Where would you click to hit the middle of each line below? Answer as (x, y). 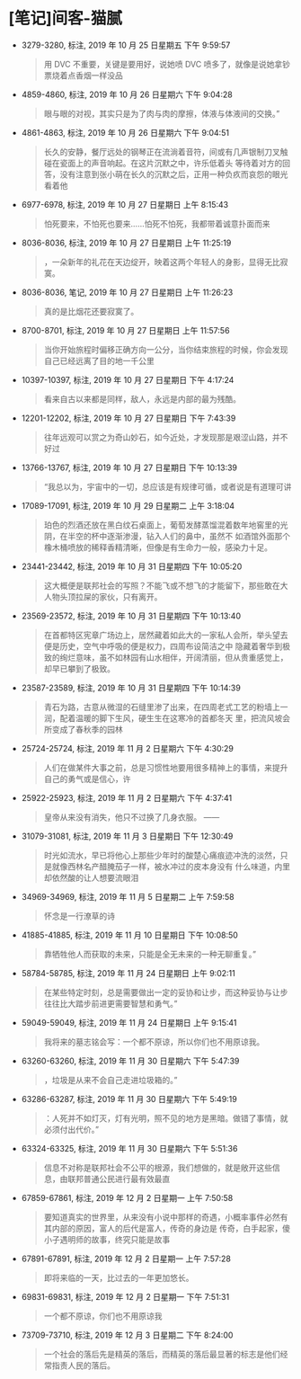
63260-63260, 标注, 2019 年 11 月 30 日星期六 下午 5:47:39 (130, 1061)
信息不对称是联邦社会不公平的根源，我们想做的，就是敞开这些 (158, 1167)
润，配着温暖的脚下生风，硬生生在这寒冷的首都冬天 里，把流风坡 (163, 718)
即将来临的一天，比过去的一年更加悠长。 (119, 1277)
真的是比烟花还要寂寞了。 (91, 311)
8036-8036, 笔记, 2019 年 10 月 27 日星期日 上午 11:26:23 (127, 292)
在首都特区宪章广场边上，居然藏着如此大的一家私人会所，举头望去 (166, 635)
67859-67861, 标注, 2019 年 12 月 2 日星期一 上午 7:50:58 (127, 1197)
